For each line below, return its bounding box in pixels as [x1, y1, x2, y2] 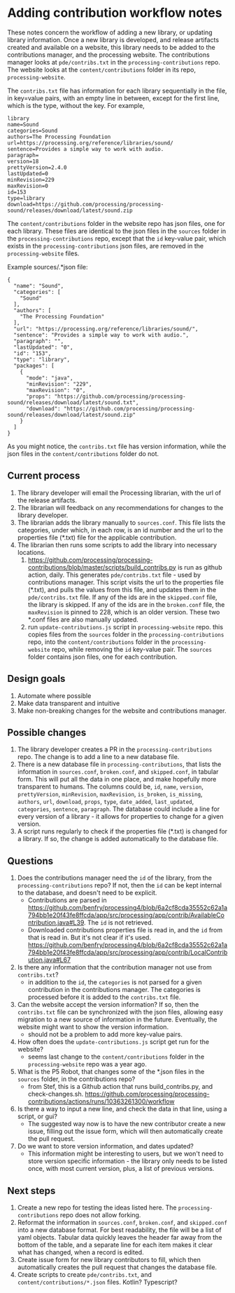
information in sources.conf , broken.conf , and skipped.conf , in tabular [17, 768, 219, 776]
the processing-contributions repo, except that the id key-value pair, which [7, 234, 226, 243]
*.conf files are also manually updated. [27, 615, 138, 624]
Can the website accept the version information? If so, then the [17, 1000, 199, 1009]
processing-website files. [7, 249, 80, 257]
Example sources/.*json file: [7, 262, 88, 271]
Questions [7, 855, 54, 867]
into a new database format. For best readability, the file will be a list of [17, 1226, 222, 1234]
